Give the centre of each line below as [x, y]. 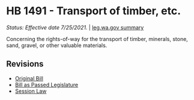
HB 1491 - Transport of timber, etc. [94, 11]
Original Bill [29, 78]
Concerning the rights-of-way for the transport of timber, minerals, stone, [97, 39]
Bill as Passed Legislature [47, 85]
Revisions [25, 64]
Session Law [31, 91]
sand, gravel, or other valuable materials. [57, 45]
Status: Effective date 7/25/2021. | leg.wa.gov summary [75, 27]
